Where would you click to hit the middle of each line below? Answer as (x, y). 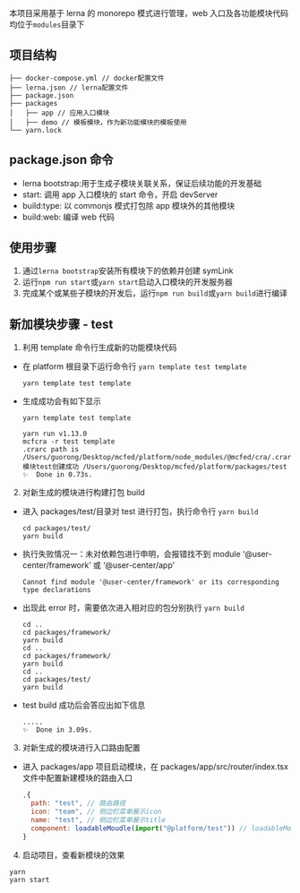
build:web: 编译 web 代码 (68, 217)
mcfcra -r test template (69, 442)
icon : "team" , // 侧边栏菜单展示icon (96, 811)
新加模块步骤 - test (61, 324)
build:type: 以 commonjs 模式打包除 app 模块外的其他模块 (129, 205)
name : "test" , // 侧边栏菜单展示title (98, 820)
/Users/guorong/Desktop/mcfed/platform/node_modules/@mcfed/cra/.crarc (159, 458)
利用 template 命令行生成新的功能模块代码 (99, 348)
